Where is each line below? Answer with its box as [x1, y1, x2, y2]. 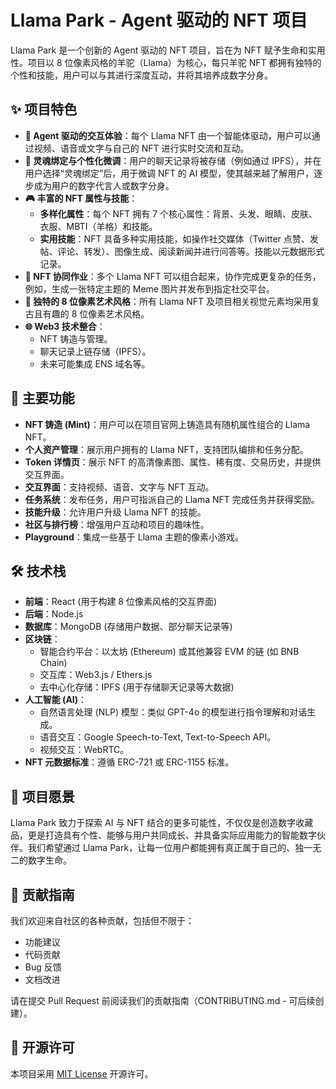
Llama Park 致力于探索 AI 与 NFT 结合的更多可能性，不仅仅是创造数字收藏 [10, 817, 314, 829]
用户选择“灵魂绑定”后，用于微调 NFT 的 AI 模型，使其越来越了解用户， [24, 167, 315, 179]
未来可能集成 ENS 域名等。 [39, 357, 151, 370]
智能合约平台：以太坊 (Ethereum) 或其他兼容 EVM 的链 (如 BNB [39, 646, 300, 658]
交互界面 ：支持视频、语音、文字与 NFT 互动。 [24, 481, 215, 493]
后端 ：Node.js [24, 608, 84, 620]
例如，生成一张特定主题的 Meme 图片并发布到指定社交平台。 [24, 282, 275, 295]
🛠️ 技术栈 [10, 562, 67, 580]
